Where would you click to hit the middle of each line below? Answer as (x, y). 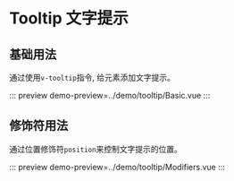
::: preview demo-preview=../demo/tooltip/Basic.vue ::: (110, 95)
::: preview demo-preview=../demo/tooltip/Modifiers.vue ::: (117, 167)
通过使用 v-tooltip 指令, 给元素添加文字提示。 (92, 78)
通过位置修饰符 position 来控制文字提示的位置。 (96, 149)
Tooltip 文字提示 (69, 18)
